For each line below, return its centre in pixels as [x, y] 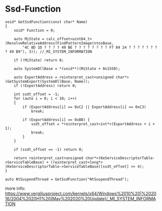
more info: [15, 188]
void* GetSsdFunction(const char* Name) [47, 22]
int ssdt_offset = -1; [37, 94]
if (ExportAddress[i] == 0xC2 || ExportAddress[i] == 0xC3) [84, 107]
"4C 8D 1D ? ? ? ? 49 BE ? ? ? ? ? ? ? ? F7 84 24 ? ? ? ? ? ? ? [90, 47]
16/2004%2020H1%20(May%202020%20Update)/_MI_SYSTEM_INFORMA [81, 198]
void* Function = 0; [34, 30]
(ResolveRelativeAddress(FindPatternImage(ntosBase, [59, 43]
